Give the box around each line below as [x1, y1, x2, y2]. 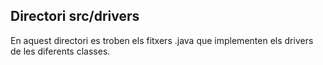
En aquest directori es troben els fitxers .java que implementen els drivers [10, 34, 314, 46]
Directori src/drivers [10, 8, 140, 25]
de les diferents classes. [10, 45, 111, 57]
